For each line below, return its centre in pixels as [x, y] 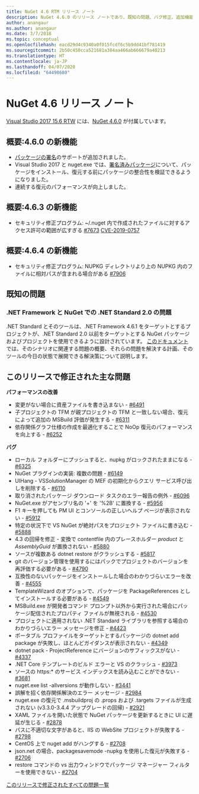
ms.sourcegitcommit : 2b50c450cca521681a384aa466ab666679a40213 [86, 50]
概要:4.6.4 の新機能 [42, 251]
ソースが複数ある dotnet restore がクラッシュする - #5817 [85, 554]
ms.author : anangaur [32, 28]
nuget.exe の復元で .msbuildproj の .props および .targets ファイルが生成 [103, 700]
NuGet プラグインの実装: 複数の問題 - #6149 [69, 473]
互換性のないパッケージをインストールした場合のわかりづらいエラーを [100, 576]
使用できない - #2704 [52, 772]
